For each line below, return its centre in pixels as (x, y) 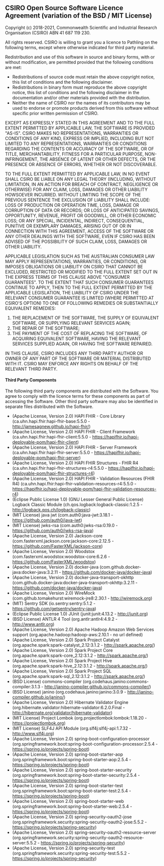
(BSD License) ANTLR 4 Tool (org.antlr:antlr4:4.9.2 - (65, 619)
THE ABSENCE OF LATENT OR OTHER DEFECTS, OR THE (97, 159)
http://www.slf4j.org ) (33, 734)
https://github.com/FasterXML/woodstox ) (54, 562)
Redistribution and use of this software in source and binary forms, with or (80, 57)
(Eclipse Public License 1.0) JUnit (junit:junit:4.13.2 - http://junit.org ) (80, 614)
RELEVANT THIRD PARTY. (31, 369)
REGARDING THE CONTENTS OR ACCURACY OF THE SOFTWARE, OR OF (80, 148)
